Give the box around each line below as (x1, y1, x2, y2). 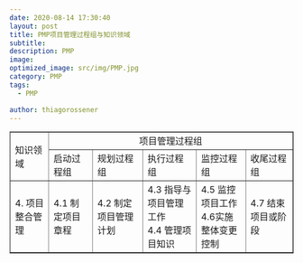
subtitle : (9, 38, 47, 48)
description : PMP (9, 47, 75, 56)
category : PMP (9, 72, 63, 81)
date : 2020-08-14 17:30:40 (9, 13, 111, 23)
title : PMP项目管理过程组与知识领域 (9, 30, 131, 39)
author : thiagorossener (9, 105, 99, 114)
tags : (9, 80, 30, 89)
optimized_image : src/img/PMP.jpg (9, 64, 140, 73)
